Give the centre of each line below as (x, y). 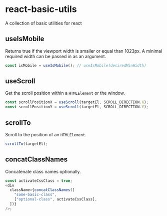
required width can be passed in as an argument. (56, 56)
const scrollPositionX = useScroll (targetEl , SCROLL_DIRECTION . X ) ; (77, 102)
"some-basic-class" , (35, 195)
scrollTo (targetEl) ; (27, 144)
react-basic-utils (41, 9)
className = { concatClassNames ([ (42, 190)
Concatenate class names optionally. (43, 171)
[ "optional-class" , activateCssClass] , (56, 199)
